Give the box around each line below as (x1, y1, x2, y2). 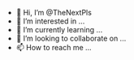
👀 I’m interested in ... (15, 16, 85, 26)
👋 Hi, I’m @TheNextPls (15, 8, 92, 17)
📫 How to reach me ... (15, 43, 92, 52)
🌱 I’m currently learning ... (15, 25, 103, 34)
